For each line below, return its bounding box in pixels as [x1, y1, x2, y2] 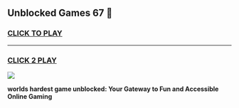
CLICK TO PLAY [7, 28, 63, 38]
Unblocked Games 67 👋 [7, 7, 113, 19]
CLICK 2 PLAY [7, 55, 57, 65]
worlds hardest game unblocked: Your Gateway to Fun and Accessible [7, 85, 219, 93]
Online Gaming [7, 92, 53, 100]
